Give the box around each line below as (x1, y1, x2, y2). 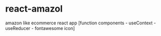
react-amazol (5, 3, 63, 15)
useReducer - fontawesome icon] (5, 25, 75, 31)
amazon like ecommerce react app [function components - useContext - (5, 20, 156, 26)
